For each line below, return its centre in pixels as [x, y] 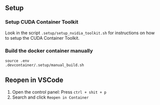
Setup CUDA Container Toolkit [42, 22]
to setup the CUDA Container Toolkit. [42, 38]
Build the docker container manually [49, 51]
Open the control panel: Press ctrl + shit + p [59, 92]
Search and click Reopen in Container [50, 97]
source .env [17, 61]
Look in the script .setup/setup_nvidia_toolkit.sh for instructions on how [80, 33]
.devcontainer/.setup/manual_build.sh [45, 65]
